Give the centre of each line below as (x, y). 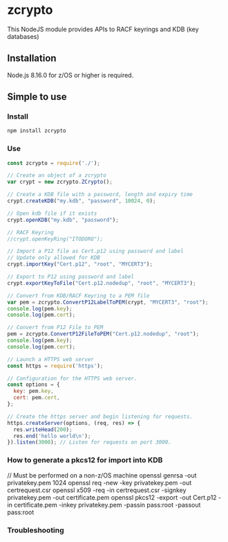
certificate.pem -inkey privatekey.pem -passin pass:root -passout (107, 505)
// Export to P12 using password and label (71, 277)
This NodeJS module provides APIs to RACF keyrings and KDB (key (103, 29)
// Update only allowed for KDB (54, 258)
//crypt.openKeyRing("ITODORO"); (55, 239)
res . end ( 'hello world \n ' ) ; (52, 436)
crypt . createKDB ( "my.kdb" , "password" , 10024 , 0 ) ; (82, 201)
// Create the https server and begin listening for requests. (100, 417)
